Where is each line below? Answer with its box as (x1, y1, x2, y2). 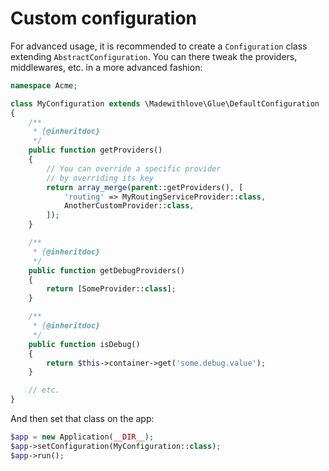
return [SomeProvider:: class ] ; (46, 284, 177, 294)
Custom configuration (10, 7, 198, 30)
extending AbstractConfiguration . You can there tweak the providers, (10, 50, 298, 62)
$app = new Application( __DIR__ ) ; (10, 432, 155, 442)
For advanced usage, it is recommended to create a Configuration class (10, 40, 308, 52)
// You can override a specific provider (46, 163, 222, 174)
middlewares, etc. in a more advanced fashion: (10, 61, 203, 73)
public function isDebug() (28, 339, 141, 349)
